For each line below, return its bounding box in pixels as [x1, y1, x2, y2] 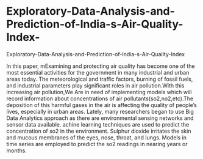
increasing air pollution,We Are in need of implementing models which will [6, 88, 192, 95]
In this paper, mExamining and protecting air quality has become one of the [6, 62, 195, 70]
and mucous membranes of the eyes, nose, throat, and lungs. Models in [6, 133, 187, 141]
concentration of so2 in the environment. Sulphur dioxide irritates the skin [6, 127, 191, 135]
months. [6, 147, 27, 154]
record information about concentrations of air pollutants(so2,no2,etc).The [6, 95, 194, 102]
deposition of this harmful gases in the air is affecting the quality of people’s [6, 101, 197, 108]
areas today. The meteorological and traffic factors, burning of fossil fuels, [6, 75, 193, 83]
